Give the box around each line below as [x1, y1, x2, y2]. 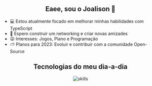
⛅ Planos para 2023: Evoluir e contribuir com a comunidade [9, 41, 133, 47]
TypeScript [9, 25, 33, 31]
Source [9, 48, 25, 54]
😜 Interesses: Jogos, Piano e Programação [9, 35, 98, 42]
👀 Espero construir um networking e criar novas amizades [9, 30, 128, 36]
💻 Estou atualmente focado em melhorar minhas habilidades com [9, 18, 144, 24]
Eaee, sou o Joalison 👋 [45, 5, 116, 13]
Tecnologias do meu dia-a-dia [33, 62, 128, 71]
